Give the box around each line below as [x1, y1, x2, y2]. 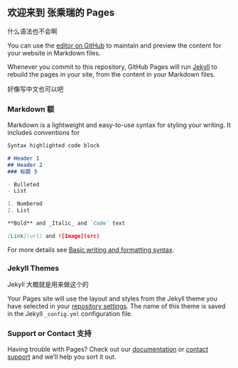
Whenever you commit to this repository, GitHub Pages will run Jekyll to [7, 63, 218, 71]
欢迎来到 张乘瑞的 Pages [7, 6, 115, 19]
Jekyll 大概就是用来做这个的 [7, 280, 89, 289]
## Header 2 [7, 161, 43, 168]
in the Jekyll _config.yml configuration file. [7, 310, 133, 318]
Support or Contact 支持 [7, 329, 92, 339]
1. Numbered [7, 200, 43, 207]
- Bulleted [7, 180, 40, 188]
